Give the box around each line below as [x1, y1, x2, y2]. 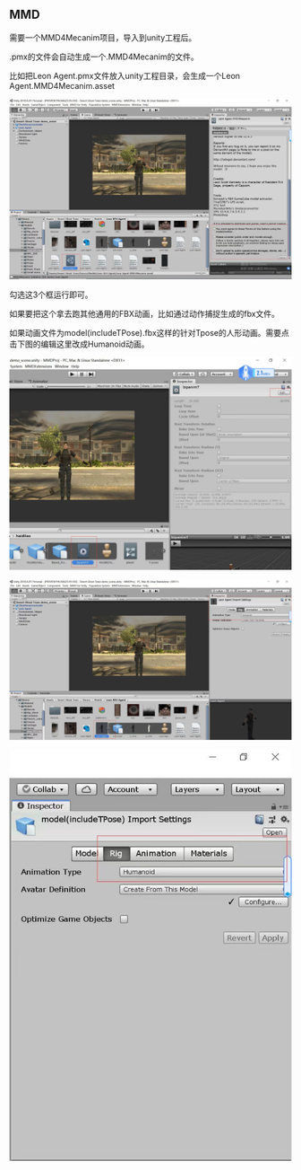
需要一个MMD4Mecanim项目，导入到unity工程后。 [9, 31, 197, 43]
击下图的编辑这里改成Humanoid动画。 [9, 339, 150, 349]
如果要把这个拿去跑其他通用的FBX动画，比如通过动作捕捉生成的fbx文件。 [9, 309, 280, 320]
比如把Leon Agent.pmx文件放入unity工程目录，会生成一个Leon [9, 70, 240, 81]
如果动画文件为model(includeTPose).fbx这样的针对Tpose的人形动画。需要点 [9, 328, 289, 339]
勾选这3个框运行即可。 [9, 289, 93, 300]
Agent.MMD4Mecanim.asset [9, 80, 115, 91]
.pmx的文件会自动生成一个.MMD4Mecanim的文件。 [9, 51, 199, 62]
